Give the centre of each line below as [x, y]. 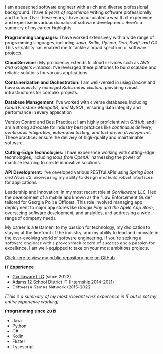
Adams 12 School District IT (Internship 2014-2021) [63, 282]
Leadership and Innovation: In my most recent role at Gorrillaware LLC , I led [81, 192]
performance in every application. [39, 112]
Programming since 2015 [31, 311]
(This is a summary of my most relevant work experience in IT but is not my [81, 296]
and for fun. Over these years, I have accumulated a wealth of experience [79, 17]
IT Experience [19, 267]
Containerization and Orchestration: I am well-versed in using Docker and [80, 82]
